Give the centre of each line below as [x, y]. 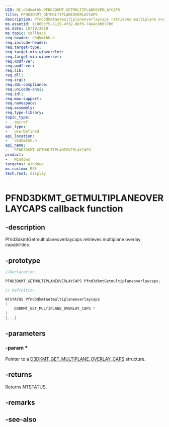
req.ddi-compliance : [27, 84]
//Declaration [20, 272]
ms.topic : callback [26, 33]
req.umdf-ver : [20, 66]
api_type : [16, 127]
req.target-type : [23, 47]
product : [14, 155]
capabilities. [18, 245]
